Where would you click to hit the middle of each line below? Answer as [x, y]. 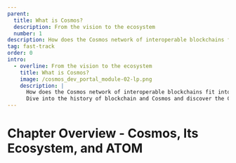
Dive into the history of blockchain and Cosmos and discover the [125, 99]
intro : [17, 60]
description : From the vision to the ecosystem [85, 27]
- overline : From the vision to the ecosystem [83, 66]
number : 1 [28, 33]
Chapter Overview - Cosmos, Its [103, 133]
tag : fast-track [31, 46]
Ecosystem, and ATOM [75, 149]
